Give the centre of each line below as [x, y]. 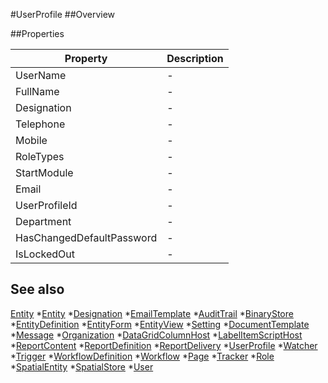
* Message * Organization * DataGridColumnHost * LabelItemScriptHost [156, 335]
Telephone [40, 124]
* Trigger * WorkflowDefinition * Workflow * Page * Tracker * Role [142, 356]
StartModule [44, 172]
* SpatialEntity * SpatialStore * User [82, 366]
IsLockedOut [45, 254]
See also [37, 289]
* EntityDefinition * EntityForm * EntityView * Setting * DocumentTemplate [160, 324]
